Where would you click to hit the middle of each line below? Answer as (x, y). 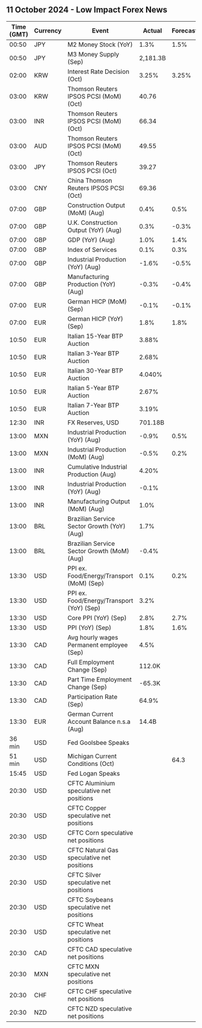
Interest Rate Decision (98, 72)
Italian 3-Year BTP (93, 353)
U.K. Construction (92, 222)
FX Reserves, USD (93, 422)
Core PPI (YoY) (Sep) (97, 617)
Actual (152, 31)
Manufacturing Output (99, 501)
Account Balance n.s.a (99, 721)
